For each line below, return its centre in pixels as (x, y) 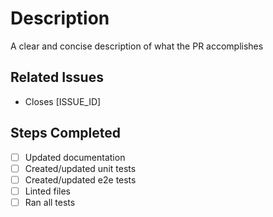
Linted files (47, 191)
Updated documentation (75, 157)
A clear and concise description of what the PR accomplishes (137, 46)
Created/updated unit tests (80, 168)
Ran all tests (50, 202)
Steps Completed (65, 133)
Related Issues (57, 77)
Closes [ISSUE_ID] (63, 101)
